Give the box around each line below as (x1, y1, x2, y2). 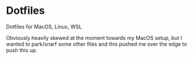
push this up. (6, 46, 37, 53)
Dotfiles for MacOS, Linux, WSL (6, 23, 82, 30)
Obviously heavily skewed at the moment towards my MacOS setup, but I (6, 34, 182, 41)
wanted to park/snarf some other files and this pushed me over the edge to (6, 40, 187, 47)
